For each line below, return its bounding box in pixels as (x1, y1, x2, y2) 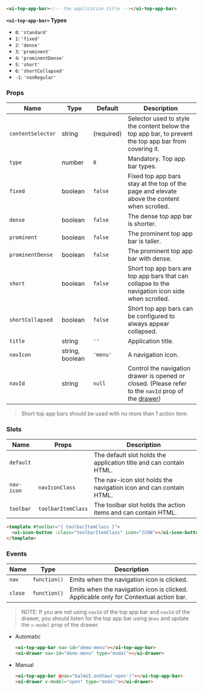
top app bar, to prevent (127, 130, 193, 138)
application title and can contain (93, 458, 184, 467)
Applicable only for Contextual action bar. (69, 593, 187, 601)
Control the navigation (127, 364, 191, 372)
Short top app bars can (127, 305, 193, 313)
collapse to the (127, 279, 170, 288)
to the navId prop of (127, 387, 184, 395)
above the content (127, 194, 179, 203)
